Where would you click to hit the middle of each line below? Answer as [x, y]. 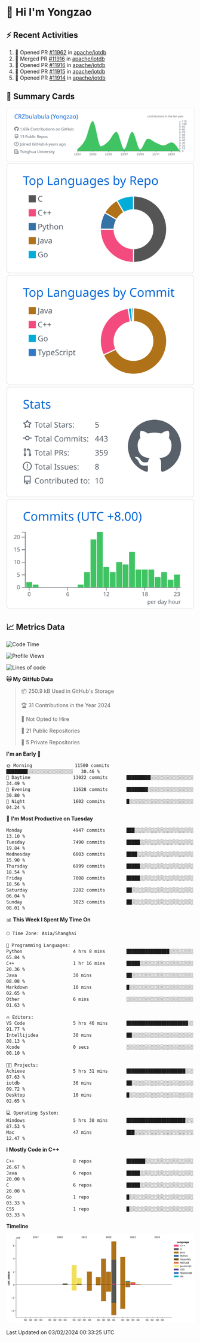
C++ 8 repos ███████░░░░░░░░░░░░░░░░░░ [100, 1161]
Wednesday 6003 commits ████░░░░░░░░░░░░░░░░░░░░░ [100, 854]
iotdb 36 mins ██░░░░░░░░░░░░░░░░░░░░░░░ [100, 1083]
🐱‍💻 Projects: [22, 1065]
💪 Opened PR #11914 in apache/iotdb [60, 78]
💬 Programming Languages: [38, 946]
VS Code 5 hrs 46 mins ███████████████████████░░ [100, 1023]
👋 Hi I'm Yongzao [49, 12]
